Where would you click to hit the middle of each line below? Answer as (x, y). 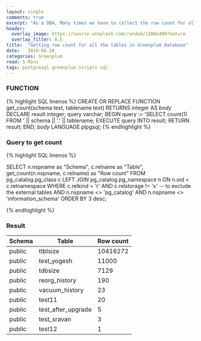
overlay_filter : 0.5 (37, 39)
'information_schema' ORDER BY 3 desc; (57, 199)
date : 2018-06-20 (31, 51)
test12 (48, 329)
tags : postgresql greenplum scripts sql (57, 67)
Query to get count (34, 142)
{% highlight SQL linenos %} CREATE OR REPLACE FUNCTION (83, 101)
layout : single (25, 12)
